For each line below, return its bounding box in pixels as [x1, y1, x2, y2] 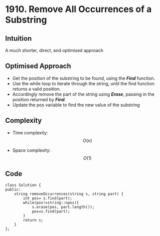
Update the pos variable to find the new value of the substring [12, 102, 140, 108]
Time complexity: [12, 129, 48, 136]
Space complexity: [12, 147, 51, 153]
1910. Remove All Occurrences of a [5, 4, 152, 15]
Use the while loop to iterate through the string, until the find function [12, 80, 155, 86]
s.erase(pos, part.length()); [31, 204, 95, 210]
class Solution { [5, 183, 41, 188]
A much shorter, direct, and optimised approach [5, 48, 104, 53]
